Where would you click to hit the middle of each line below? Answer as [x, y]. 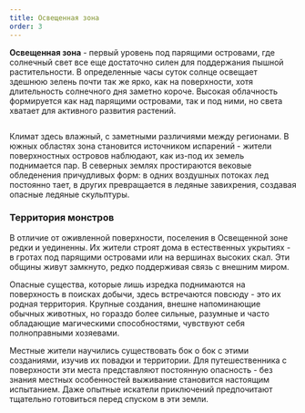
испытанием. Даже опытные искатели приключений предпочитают [141, 389]
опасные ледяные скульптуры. [70, 194]
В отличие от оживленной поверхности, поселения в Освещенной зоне [149, 237]
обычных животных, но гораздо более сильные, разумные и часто [140, 313]
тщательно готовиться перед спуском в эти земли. [109, 398]
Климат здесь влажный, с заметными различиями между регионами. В [149, 136]
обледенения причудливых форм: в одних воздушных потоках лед [139, 175]
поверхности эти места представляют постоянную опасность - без [141, 369]
